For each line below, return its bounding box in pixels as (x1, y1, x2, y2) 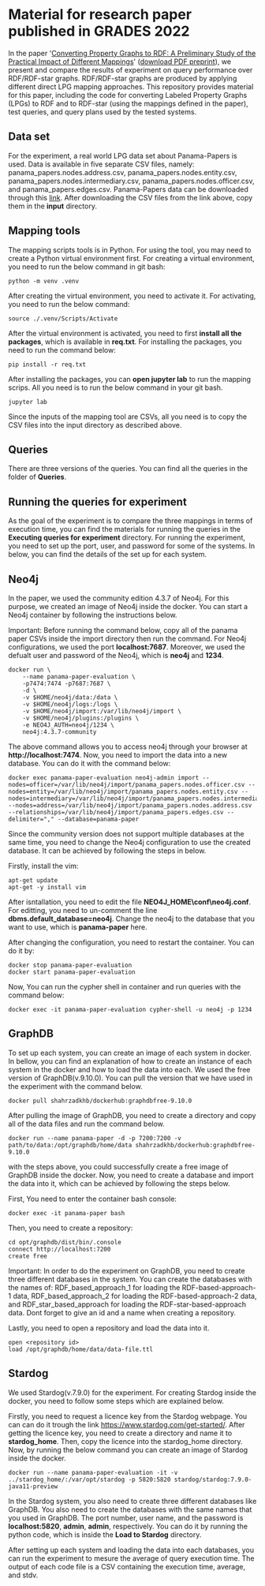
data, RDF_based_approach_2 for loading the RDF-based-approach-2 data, (13, 1291, 257, 1300)
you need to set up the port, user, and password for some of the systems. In (8, 541, 256, 551)
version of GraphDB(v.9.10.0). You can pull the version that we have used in (8, 1073, 253, 1083)
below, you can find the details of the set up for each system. (8, 550, 207, 559)
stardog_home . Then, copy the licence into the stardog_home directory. (8, 1436, 243, 1446)
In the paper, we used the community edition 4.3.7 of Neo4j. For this (8, 593, 230, 603)
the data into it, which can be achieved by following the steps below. (8, 1178, 230, 1188)
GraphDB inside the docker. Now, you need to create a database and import (8, 1170, 254, 1180)
